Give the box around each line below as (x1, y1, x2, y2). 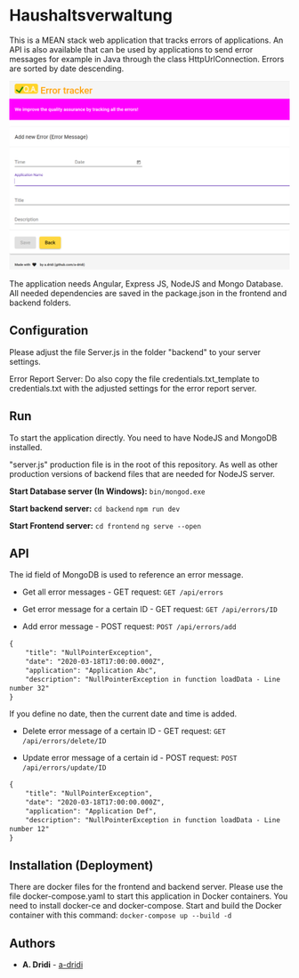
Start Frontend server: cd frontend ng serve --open (9, 520, 202, 530)
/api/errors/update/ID (21, 764, 107, 772)
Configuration (9, 323, 89, 338)
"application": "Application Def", (25, 807, 158, 816)
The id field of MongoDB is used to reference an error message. (9, 570, 244, 580)
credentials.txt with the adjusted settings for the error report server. (9, 383, 257, 393)
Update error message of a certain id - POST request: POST (21, 753, 238, 764)
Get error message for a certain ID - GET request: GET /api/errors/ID (21, 604, 278, 615)
